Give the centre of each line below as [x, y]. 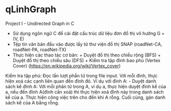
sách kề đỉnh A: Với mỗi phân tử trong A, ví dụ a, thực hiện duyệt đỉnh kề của [86, 86]
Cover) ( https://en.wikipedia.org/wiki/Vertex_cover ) [67, 66]
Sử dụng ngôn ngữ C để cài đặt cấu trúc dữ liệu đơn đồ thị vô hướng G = [89, 33]
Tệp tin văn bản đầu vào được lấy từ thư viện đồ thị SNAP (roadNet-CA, [87, 44]
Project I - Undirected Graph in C [40, 23]
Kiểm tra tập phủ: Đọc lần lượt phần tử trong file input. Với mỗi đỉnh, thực [81, 75]
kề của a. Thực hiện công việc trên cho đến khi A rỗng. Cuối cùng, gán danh [86, 97]
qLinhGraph [31, 9]
